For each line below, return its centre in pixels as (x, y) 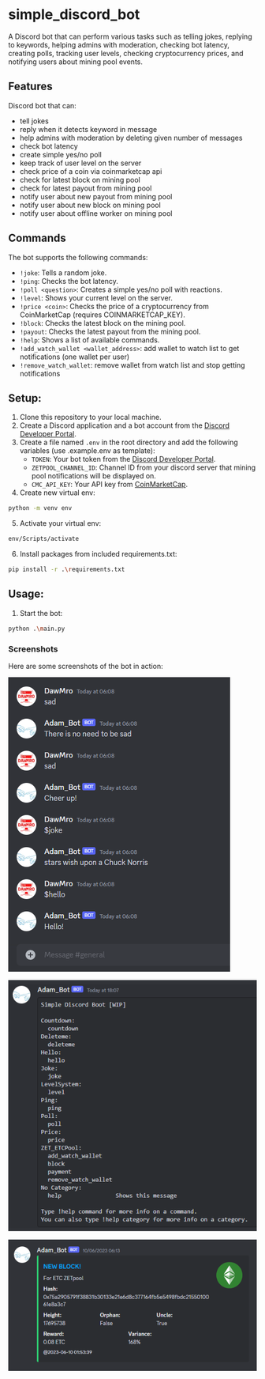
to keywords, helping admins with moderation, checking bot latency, (119, 44)
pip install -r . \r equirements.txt (67, 570)
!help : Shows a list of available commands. (90, 340)
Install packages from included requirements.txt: (98, 554)
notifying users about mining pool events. (76, 62)
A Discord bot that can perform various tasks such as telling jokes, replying (130, 36)
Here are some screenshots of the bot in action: (86, 666)
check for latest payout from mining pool (86, 188)
